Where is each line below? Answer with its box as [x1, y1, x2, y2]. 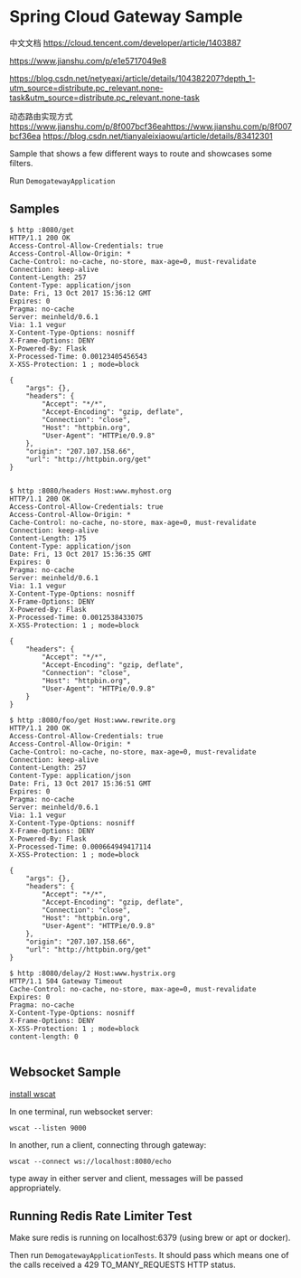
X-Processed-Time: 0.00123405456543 [9, 352, 147, 361]
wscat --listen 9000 [9, 1123, 88, 1132]
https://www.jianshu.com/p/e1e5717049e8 [9, 55, 167, 66]
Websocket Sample [9, 1065, 121, 1080]
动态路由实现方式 [9, 110, 73, 121]
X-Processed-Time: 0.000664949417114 [9, 842, 152, 851]
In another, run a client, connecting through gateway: [9, 1139, 207, 1150]
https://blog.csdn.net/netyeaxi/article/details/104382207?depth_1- [9, 72, 256, 83]
